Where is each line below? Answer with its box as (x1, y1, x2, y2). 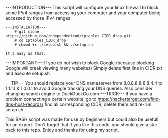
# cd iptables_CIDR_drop (14, 38, 66, 43)
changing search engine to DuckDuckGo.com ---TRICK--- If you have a (5, 91, 153, 97)
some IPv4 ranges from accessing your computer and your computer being (5, 10, 161, 16)
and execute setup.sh (5, 70, 50, 76)
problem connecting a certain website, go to (5, 96, 97, 102)
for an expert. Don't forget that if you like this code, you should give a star (5, 122, 158, 127)
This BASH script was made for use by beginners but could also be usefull (5, 116, 159, 122)
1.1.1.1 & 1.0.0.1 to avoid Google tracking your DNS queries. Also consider (5, 85, 153, 91)
